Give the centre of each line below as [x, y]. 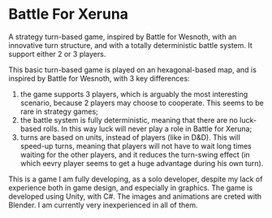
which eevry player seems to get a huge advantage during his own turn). [142, 163]
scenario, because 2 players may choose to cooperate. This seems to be [142, 102]
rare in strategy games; [59, 111]
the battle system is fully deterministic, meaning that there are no [129, 120]
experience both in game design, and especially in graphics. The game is [131, 187]
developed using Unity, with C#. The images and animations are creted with [135, 196]
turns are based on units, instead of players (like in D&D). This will [130, 137]
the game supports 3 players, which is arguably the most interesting [134, 94]
